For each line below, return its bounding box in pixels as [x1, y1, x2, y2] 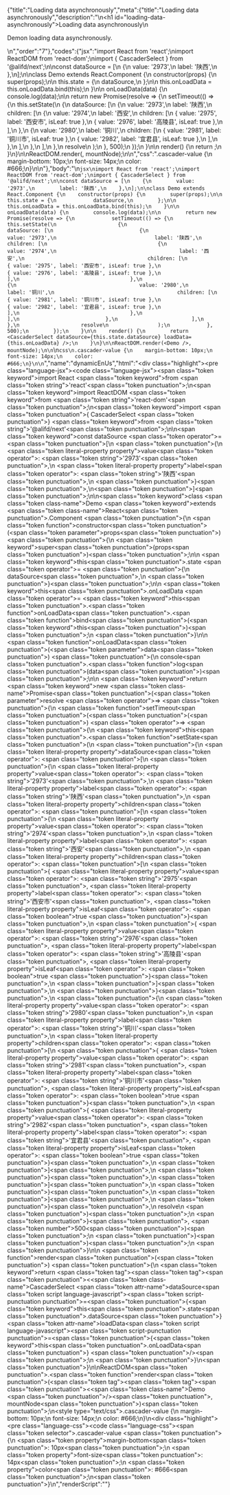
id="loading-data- [114, 13, 166, 21]
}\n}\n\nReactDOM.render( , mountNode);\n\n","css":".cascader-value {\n [7, 150, 213, 157]
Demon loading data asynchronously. [7, 34, 113, 42]
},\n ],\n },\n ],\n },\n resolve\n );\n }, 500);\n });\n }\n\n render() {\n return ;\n [7, 142, 222, 151]
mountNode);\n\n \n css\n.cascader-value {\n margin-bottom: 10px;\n [7, 346, 213, 353]
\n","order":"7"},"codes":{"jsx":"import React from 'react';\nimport [7, 47, 194, 55]
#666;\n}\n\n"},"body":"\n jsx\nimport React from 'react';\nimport [7, 164, 200, 173]
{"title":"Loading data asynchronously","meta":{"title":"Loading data [7, 6, 199, 14]
